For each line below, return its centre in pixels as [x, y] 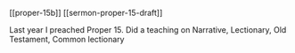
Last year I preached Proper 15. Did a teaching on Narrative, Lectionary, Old [148, 30]
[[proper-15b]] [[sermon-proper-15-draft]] [86, 13]
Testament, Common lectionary [67, 39]
